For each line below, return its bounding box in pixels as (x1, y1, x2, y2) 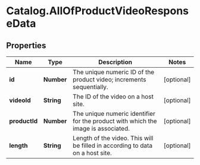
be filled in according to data (72, 141, 153, 150)
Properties (6, 40, 46, 50)
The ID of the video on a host (72, 93, 154, 100)
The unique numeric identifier (72, 110, 156, 118)
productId (9, 117, 37, 125)
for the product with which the (72, 117, 157, 125)
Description (98, 58, 133, 66)
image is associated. (72, 125, 130, 132)
